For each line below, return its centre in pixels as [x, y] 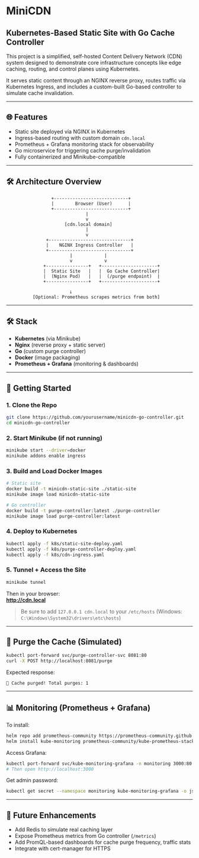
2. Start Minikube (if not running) [54, 438]
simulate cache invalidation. [40, 93]
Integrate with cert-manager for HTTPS [62, 849]
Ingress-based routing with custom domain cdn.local [80, 138]
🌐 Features [27, 117]
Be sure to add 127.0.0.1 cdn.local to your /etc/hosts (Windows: [101, 611]
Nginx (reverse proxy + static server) [60, 345]
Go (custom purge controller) [50, 351]
